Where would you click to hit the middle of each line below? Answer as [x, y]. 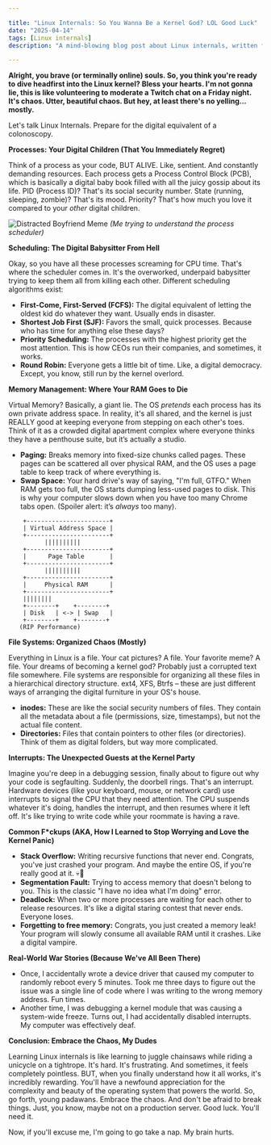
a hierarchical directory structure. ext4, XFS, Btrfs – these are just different [132, 684]
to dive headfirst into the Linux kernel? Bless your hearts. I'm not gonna [131, 84]
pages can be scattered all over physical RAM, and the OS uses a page [138, 463]
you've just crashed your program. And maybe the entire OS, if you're [135, 865]
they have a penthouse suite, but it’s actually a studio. [98, 439]
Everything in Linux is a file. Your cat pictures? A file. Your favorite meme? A [134, 658]
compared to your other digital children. [74, 208]
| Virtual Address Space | [68, 528]
